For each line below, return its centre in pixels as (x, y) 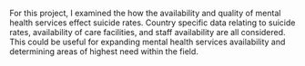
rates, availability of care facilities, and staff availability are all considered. (147, 32)
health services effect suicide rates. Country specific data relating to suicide (152, 23)
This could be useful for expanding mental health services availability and (147, 42)
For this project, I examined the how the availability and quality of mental (145, 13)
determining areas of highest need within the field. (104, 52)
